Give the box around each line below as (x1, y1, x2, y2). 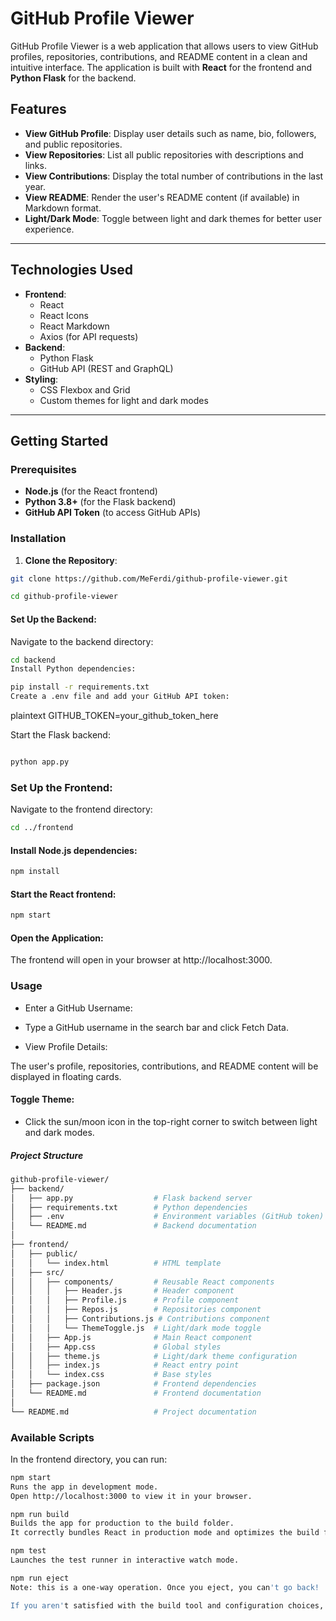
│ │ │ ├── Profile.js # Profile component (10, 1295, 240, 1306)
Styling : (24, 373, 59, 385)
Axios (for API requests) (39, 330, 139, 342)
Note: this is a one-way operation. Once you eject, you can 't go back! (10, 1582, 320, 1592)
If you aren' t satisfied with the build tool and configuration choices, (10, 1600, 325, 1611)
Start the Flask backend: (10, 729, 111, 741)
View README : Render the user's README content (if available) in (24, 191, 300, 203)
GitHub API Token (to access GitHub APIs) (24, 507, 202, 519)
